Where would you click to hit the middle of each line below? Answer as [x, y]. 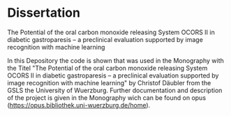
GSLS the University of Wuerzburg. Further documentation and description [115, 90]
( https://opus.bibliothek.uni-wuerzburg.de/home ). [79, 105]
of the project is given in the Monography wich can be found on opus [107, 97]
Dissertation [44, 13]
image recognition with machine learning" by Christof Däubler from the [109, 82]
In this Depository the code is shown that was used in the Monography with [116, 60]
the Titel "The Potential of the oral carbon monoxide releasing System [107, 68]
